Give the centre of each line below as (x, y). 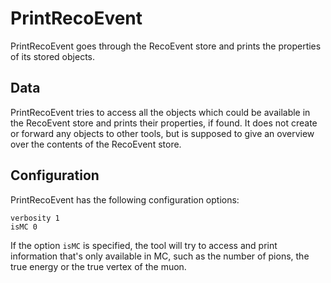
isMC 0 (24, 227)
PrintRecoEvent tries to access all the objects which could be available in (160, 112)
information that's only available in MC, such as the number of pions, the (160, 256)
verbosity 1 (35, 218)
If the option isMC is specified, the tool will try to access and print (144, 245)
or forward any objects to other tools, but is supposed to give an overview (162, 133)
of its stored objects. (52, 56)
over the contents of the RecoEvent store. (96, 144)
